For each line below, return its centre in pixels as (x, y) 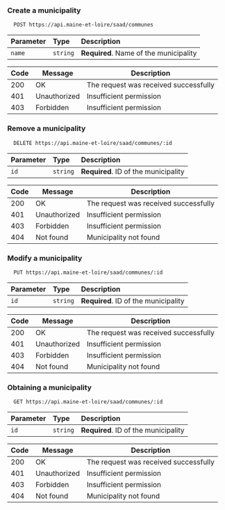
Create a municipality (44, 10)
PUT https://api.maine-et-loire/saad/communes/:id (88, 272)
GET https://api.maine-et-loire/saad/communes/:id (88, 402)
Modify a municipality (45, 258)
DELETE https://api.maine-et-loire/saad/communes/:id (93, 143)
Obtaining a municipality (50, 387)
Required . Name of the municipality (139, 53)
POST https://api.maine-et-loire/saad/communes (84, 25)
